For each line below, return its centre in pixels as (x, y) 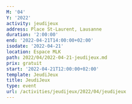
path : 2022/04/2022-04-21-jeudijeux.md (57, 58)
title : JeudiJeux (28, 80)
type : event (21, 86)
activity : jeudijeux (33, 23)
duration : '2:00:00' (33, 35)
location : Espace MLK (34, 52)
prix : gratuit (24, 63)
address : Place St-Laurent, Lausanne (54, 29)
